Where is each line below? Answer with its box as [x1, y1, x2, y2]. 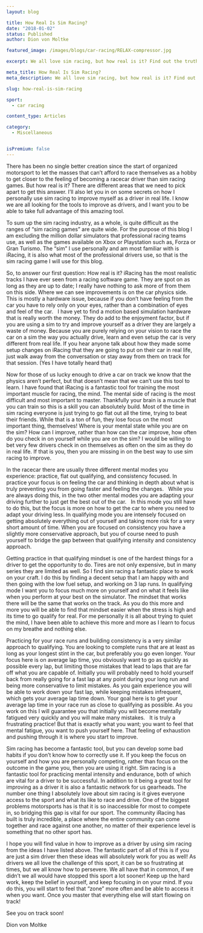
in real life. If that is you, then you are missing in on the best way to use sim [6, 447, 193, 455]
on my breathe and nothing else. [6, 625, 87, 632]
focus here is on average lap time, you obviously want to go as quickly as [6, 656, 188, 663]
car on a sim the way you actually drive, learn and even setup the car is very [6, 333, 196, 341]
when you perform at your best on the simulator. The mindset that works [6, 593, 187, 600]
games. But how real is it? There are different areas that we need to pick [6, 182, 185, 189]
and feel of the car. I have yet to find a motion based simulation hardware [6, 307, 192, 315]
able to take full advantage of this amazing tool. [6, 207, 125, 214]
